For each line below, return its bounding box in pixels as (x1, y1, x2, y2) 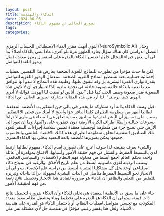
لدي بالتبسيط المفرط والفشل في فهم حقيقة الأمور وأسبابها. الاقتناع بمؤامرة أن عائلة (5, 149, 158, 155)
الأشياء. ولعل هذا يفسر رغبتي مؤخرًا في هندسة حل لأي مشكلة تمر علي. (5, 205, 134, 211)
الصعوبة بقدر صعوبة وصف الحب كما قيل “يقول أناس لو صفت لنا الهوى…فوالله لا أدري (5, 89, 160, 95)
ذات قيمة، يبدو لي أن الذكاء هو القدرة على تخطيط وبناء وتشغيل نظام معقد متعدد (5, 195, 150, 200)
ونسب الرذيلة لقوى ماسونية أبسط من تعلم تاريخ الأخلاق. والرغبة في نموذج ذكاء (5, 159, 148, 165)
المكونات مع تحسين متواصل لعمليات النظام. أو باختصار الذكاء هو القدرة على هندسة (5, 200, 155, 206)
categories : (5, 30, 30, 35)
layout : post (5, 7, 32, 12)
